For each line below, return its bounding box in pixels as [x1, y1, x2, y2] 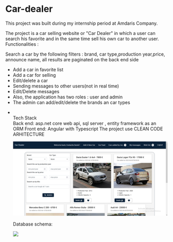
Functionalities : [5, 41, 39, 47]
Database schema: [12, 221, 53, 227]
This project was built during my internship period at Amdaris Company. [5, 20, 158, 26]
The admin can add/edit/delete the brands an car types [12, 99, 130, 106]
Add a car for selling [12, 72, 56, 78]
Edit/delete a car [12, 77, 48, 83]
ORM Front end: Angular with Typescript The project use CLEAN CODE [12, 126, 163, 132]
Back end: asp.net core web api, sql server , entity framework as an [12, 120, 157, 126]
